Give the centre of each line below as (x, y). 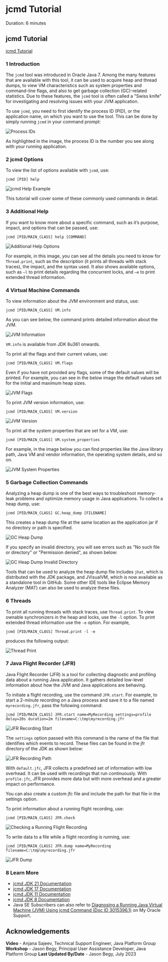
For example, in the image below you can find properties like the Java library (84, 449)
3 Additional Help (27, 211)
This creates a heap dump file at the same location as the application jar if (82, 522)
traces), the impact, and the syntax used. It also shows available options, (80, 266)
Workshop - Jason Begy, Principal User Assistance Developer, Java (76, 948)
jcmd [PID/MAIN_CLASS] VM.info (38, 310)
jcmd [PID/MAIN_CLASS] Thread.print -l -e (50, 631)
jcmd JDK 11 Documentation (42, 894)
